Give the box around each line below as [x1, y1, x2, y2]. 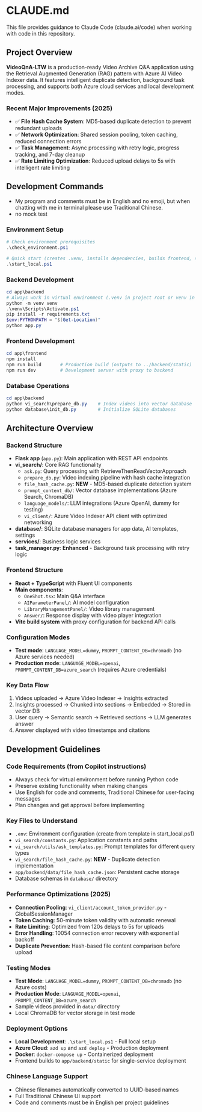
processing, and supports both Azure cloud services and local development [6, 83, 194, 90]
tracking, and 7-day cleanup [14, 151, 85, 158]
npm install [6, 356, 36, 362]
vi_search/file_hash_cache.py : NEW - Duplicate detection [14, 856, 161, 863]
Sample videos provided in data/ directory [14, 1002, 120, 1010]
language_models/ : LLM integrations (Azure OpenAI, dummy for [23, 499, 180, 507]
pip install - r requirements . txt [6, 311, 90, 317]
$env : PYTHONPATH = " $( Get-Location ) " [6, 317, 101, 323]
